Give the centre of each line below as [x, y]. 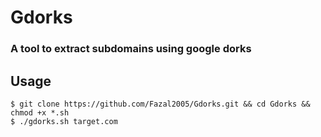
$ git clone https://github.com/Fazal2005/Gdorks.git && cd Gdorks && [160, 104]
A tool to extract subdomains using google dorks [131, 49]
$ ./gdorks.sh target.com [64, 121]
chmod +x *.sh [40, 112]
